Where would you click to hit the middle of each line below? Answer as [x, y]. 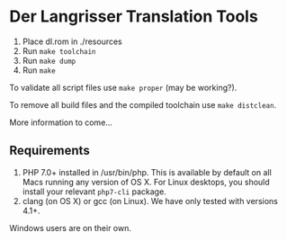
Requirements [49, 151]
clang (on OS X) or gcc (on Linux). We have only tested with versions [150, 201]
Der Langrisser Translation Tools [134, 17]
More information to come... [61, 122]
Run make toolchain [59, 50]
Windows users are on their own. [71, 228]
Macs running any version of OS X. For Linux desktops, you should [146, 182]
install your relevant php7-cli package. [94, 192]
